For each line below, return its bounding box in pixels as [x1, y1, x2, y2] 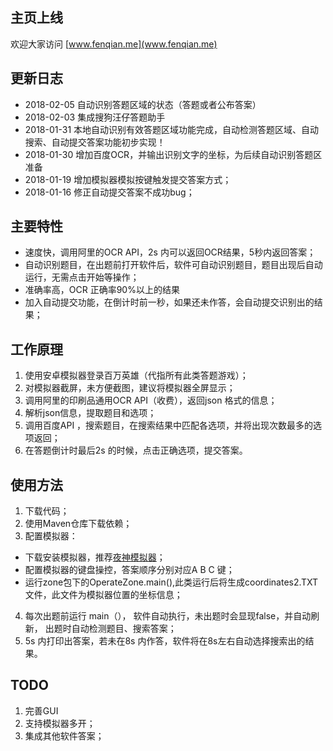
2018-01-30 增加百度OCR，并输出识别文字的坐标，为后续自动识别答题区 [24, 148, 323, 160]
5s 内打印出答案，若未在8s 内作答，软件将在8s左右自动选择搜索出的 [24, 635, 306, 647]
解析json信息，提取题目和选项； [24, 407, 157, 419]
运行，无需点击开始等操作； [24, 271, 140, 283]
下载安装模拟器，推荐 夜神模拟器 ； [24, 551, 166, 563]
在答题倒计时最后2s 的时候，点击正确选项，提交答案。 [24, 444, 248, 457]
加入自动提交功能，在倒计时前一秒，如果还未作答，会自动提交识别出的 [24, 296, 315, 308]
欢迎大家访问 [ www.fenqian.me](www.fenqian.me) [10, 38, 218, 50]
